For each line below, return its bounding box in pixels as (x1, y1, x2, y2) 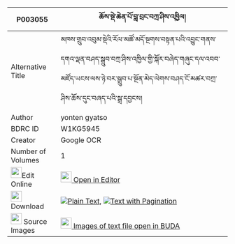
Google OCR (60, 135, 101, 145)
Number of (10, 146, 47, 156)
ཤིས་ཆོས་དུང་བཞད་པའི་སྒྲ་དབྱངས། (60, 93, 143, 103)
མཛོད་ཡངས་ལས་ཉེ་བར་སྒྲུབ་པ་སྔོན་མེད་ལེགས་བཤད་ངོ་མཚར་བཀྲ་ (60, 74, 218, 83)
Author (10, 113, 34, 122)
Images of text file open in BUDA (73, 221, 180, 231)
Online (10, 179, 33, 189)
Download (10, 201, 44, 211)
